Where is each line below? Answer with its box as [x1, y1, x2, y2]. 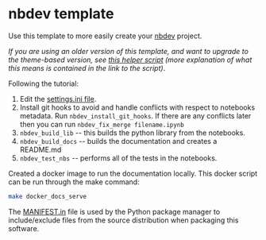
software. [8, 223, 40, 233]
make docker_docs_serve [8, 192, 87, 200]
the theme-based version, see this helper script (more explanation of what [8, 55, 253, 64]
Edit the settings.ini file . [19, 94, 97, 103]
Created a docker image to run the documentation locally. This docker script [8, 168, 258, 178]
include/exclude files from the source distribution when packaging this [8, 215, 239, 225]
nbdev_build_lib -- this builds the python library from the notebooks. [19, 128, 246, 137]
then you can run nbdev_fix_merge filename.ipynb [19, 119, 184, 129]
